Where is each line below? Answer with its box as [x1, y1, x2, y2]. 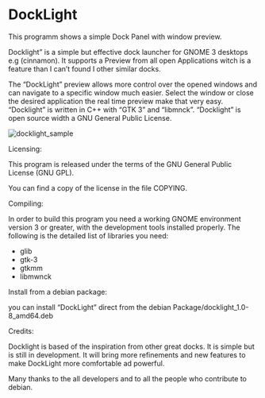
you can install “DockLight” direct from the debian [8, 302, 172, 311]
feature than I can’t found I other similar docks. [8, 64, 161, 73]
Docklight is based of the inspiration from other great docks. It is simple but [8, 342, 255, 351]
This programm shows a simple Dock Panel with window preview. [8, 32, 222, 41]
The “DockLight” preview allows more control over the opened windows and [8, 79, 258, 89]
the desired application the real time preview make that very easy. [8, 96, 224, 106]
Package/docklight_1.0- [173, 302, 249, 311]
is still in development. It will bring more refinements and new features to [8, 350, 246, 359]
